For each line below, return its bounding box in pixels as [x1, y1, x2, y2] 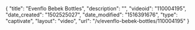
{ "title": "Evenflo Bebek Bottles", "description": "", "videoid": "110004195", [5, 5, 187, 12]
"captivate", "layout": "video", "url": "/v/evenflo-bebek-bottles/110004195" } [5, 18, 190, 24]
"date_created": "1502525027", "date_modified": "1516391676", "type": [5, 11, 178, 18]
